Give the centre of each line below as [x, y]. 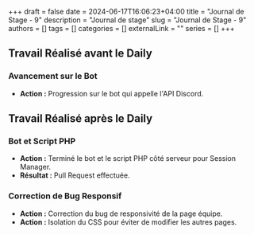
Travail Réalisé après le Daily [81, 119]
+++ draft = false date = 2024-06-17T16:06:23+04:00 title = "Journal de [126, 12]
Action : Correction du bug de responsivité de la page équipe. [121, 213]
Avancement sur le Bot [53, 76]
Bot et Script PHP [42, 141]
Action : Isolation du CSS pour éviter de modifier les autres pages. [128, 221]
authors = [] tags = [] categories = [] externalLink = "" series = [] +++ [122, 28]
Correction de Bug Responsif [65, 196]
